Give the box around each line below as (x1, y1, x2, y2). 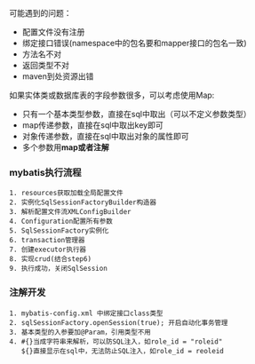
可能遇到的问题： (9, 8, 72, 18)
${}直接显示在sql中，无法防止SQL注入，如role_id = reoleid (20, 346, 224, 355)
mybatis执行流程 (9, 166, 82, 178)
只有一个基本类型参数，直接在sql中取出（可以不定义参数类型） (21, 109, 251, 119)
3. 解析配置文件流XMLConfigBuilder (9, 208, 131, 217)
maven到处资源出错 (21, 71, 94, 82)
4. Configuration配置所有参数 (9, 217, 113, 226)
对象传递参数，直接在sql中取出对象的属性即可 (21, 131, 189, 141)
